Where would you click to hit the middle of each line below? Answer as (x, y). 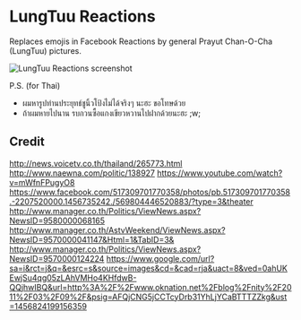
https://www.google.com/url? (160, 258)
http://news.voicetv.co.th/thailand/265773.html (96, 163)
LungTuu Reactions (82, 17)
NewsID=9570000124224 (57, 258)
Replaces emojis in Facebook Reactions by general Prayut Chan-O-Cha (141, 41)
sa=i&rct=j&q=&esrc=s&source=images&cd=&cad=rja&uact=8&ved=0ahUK (149, 268)
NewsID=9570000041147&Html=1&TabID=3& (92, 239)
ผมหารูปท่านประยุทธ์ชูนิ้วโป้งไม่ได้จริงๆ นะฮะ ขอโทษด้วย (104, 103)
